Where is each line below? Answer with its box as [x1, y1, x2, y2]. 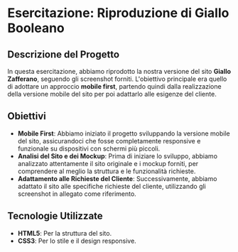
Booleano [7, 20, 65, 36]
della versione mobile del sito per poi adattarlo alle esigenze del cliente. [7, 90, 217, 98]
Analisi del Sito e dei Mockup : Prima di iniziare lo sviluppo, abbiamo [17, 151, 218, 160]
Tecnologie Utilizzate [7, 210, 103, 222]
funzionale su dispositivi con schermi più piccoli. [17, 144, 161, 153]
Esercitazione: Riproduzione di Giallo [7, 5, 229, 21]
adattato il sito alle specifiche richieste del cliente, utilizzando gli [17, 182, 206, 190]
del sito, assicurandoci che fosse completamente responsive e [17, 136, 201, 145]
